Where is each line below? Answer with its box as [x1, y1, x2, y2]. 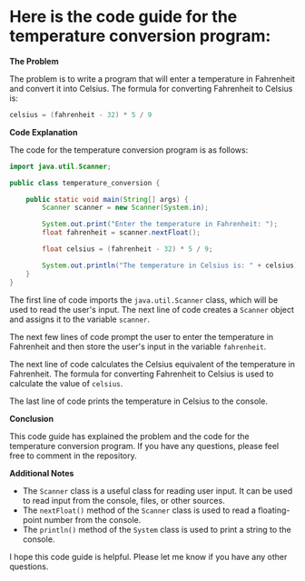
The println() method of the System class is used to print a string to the [22, 524, 292, 535]
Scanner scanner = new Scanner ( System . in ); [42, 203, 209, 213]
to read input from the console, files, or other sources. [22, 495, 225, 506]
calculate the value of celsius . [9, 377, 123, 388]
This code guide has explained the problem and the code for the [9, 430, 250, 442]
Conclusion [9, 413, 54, 424]
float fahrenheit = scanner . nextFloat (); [42, 228, 202, 237]
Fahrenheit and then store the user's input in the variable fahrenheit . [9, 341, 267, 352]
